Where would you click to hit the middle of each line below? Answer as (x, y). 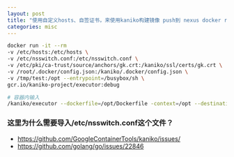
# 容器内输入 (23, 97)
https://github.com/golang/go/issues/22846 (80, 146)
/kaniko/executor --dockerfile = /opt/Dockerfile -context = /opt (99, 104)
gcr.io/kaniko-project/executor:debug (63, 84)
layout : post (26, 14)
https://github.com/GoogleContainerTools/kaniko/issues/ (99, 139)
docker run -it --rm (37, 46)
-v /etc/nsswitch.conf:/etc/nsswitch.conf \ (73, 59)
